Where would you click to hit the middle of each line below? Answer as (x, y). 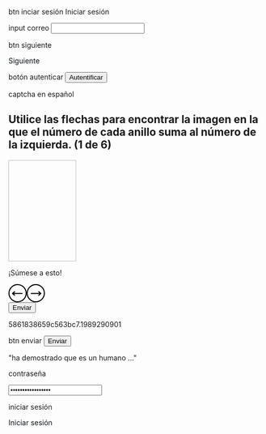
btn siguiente (30, 45)
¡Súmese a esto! (35, 272)
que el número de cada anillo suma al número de (133, 132)
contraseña (27, 373)
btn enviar (25, 340)
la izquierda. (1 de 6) (60, 145)
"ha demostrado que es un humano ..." (73, 357)
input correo (29, 28)
